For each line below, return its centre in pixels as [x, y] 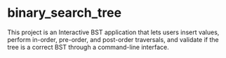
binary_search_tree [64, 13]
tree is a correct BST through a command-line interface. [88, 47]
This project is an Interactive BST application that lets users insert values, [113, 32]
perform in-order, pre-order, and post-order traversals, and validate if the [113, 39]
